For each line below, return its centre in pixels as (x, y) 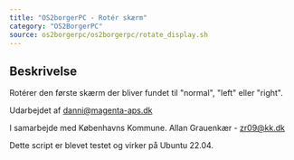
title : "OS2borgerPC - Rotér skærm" (78, 18)
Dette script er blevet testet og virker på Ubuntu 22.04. (112, 146)
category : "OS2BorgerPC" (56, 26)
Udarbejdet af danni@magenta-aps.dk (81, 110)
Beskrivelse (43, 71)
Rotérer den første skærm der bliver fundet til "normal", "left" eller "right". (146, 93)
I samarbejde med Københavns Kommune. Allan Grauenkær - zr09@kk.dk (147, 128)
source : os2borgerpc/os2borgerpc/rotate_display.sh (109, 34)
